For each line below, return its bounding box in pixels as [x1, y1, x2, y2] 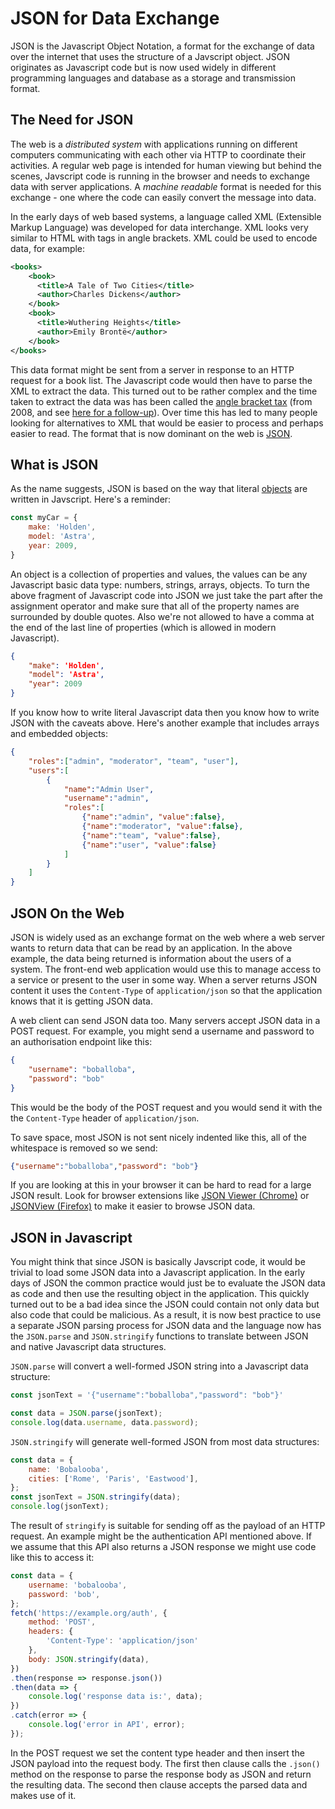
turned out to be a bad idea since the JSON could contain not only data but [10, 1298, 320, 1311]
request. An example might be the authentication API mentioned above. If [10, 1530, 312, 1542]
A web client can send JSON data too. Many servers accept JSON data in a [10, 1015, 321, 1026]
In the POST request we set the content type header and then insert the [10, 1747, 305, 1759]
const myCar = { [10, 513, 78, 523]
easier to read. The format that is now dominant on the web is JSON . [10, 427, 293, 439]
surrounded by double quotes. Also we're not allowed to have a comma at [10, 610, 315, 622]
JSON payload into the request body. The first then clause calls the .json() [10, 1757, 321, 1769]
